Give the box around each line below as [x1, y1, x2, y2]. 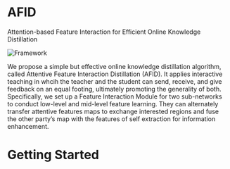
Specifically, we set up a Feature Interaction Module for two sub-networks [7, 92, 223, 101]
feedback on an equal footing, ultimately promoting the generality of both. [7, 84, 222, 93]
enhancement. [7, 122, 49, 130]
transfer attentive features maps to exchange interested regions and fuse [7, 107, 219, 115]
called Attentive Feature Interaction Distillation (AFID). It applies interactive [7, 70, 223, 78]
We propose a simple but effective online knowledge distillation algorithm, [7, 62, 222, 70]
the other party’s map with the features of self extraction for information [7, 114, 216, 123]
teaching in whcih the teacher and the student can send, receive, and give [7, 77, 223, 85]
